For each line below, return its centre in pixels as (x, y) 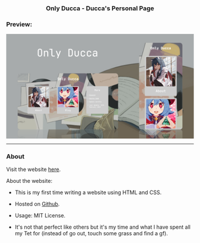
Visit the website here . (34, 169)
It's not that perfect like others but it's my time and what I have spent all (102, 227)
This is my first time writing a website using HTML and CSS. (88, 192)
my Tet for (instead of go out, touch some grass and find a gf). (91, 233)
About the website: (29, 181)
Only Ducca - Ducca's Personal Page (100, 8)
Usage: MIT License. (40, 216)
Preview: (19, 24)
